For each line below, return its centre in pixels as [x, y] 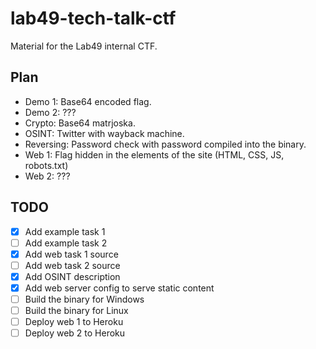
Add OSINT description [72, 276]
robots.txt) [46, 165]
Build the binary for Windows [84, 299]
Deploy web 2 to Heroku [75, 333]
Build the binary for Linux [76, 310]
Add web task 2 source [72, 265]
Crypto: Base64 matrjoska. [80, 123]
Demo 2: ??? [50, 112]
